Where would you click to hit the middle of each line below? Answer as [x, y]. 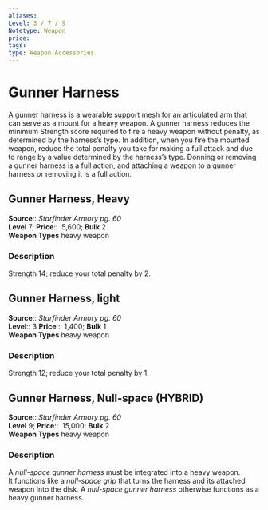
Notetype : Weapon [37, 30]
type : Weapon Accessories [51, 53]
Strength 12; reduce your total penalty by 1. [79, 373]
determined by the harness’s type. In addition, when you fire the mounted [129, 140]
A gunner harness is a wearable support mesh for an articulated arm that [128, 114]
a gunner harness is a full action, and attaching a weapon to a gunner [122, 165]
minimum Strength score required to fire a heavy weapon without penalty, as [134, 131]
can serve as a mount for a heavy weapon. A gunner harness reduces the [129, 123]
